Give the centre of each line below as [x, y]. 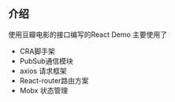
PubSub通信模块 [46, 60]
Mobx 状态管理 [44, 90]
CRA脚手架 [37, 51]
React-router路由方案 [54, 80]
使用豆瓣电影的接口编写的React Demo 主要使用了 [88, 35]
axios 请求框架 [43, 71]
